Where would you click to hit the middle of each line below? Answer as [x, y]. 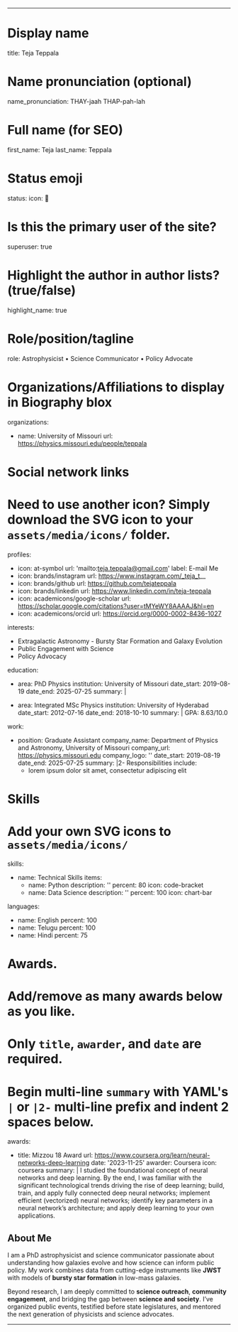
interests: [21, 627]
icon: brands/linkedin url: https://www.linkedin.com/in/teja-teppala [114, 591]
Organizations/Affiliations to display [116, 387]
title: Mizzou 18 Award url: [55, 1155]
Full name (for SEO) [66, 130]
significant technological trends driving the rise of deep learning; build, [121, 1186]
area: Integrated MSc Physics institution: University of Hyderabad [113, 705]
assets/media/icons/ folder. [89, 535]
